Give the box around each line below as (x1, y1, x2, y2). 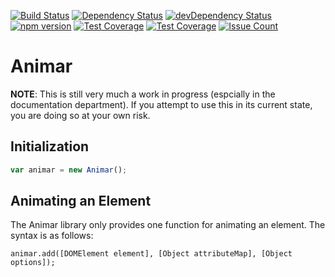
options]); (10, 258, 56, 268)
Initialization (10, 138, 90, 155)
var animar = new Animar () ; (10, 165, 128, 175)
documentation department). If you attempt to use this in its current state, (10, 98, 313, 110)
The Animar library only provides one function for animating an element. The (10, 219, 326, 231)
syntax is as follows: (10, 230, 94, 242)
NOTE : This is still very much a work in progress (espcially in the (10, 88, 276, 100)
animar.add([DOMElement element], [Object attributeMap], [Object (10, 249, 293, 259)
